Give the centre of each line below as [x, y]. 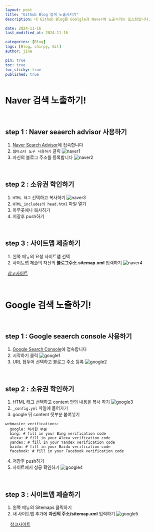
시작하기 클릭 [25, 356]
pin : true [15, 60]
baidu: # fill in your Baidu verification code [60, 447]
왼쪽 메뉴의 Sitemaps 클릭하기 [42, 507]
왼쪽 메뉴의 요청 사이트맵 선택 [41, 256]
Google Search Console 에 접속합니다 [49, 349]
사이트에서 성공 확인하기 [36, 467]
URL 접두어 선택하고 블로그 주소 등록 [48, 362]
